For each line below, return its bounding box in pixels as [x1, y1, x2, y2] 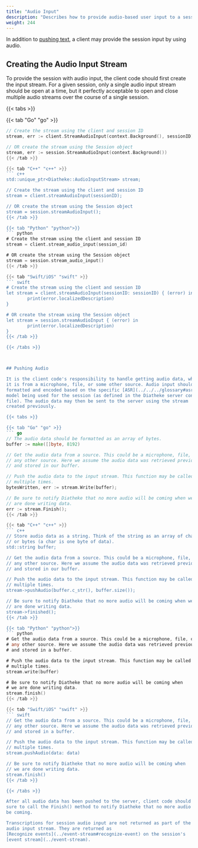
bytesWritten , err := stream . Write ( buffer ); [6, 484, 117, 490]
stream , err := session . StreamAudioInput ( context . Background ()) [6, 149, 167, 155]
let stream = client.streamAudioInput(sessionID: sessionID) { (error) [6, 290, 186, 296]
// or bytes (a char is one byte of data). [6, 539, 115, 545]
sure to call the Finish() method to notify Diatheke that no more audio [6, 804, 192, 810]
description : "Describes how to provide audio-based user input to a [6, 14, 181, 20]
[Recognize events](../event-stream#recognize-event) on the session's [6, 831, 186, 837]
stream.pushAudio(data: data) [6, 750, 81, 756]
